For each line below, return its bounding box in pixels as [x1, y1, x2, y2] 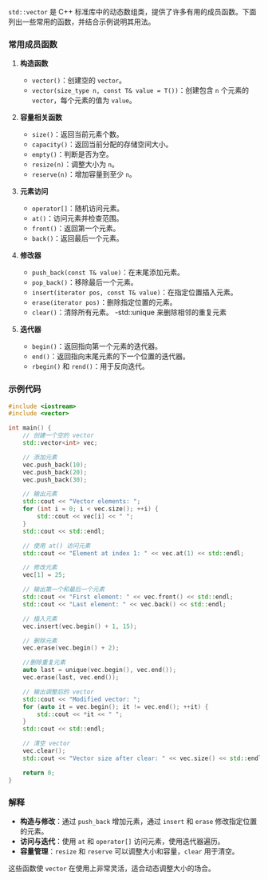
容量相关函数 [19, 113, 62, 122]
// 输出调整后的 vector [22, 687, 94, 696]
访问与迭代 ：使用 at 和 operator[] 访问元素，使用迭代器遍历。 [19, 836, 225, 846]
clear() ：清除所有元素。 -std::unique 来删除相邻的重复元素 [31, 307, 227, 318]
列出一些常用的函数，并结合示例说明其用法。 [8, 17, 156, 26]
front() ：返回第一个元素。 [31, 223, 120, 234]
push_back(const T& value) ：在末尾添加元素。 [31, 267, 185, 278]
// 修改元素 [22, 563, 57, 572]
